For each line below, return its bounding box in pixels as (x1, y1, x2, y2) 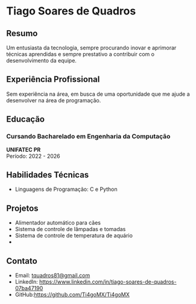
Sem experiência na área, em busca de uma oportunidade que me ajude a (6, 90, 190, 98)
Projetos (6, 203, 39, 213)
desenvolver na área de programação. (6, 96, 101, 104)
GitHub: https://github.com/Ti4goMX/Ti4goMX (14, 291, 130, 298)
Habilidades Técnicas (6, 170, 89, 180)
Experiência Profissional (6, 74, 100, 85)
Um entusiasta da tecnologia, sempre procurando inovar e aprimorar (6, 44, 177, 51)
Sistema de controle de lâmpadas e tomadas (14, 226, 126, 233)
